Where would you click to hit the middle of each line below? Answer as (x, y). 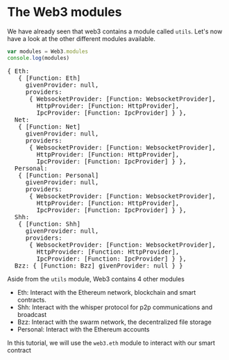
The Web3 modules (65, 12)
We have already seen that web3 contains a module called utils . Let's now (115, 31)
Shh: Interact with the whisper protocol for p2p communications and (115, 307)
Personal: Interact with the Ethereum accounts (84, 329)
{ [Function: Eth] (50, 78)
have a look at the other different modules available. (82, 38)
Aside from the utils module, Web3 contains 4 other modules (96, 279)
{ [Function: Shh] (50, 224)
